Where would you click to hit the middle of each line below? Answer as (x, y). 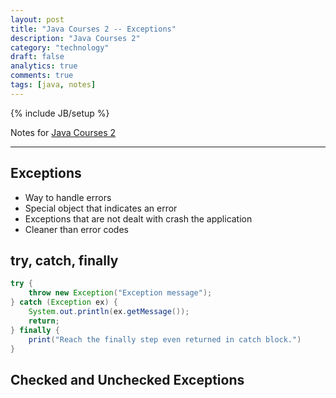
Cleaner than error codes (76, 229)
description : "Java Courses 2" (75, 38)
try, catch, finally (64, 260)
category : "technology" (60, 47)
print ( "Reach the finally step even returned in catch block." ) (165, 339)
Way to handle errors (68, 197)
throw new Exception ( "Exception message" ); (120, 293)
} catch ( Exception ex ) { (64, 302)
